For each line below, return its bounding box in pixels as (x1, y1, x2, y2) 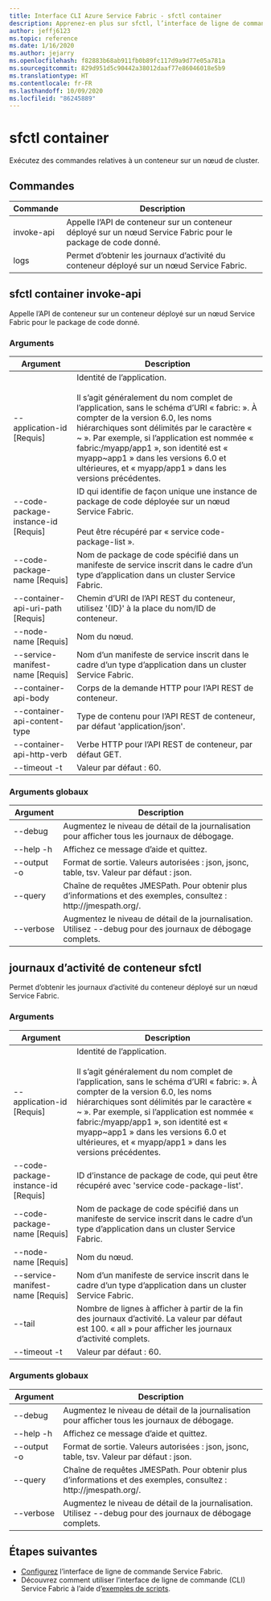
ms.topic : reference (9, 34, 79, 43)
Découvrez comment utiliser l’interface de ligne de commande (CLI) (20, 1574, 246, 1585)
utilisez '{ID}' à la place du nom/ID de (76, 602, 216, 614)
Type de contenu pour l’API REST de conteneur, (76, 711, 256, 722)
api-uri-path (13, 602, 63, 614)
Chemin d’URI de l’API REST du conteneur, (76, 593, 236, 604)
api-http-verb (13, 749, 68, 761)
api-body (13, 693, 50, 704)
